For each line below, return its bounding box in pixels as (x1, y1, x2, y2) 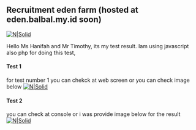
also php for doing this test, (6, 49, 76, 56)
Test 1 (6, 63, 21, 70)
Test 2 (6, 97, 23, 104)
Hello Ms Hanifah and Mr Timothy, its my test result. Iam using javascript (6, 42, 189, 49)
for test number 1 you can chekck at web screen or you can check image (6, 76, 190, 84)
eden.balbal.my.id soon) (6, 15, 102, 25)
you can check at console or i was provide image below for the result (6, 110, 181, 118)
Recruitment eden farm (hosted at (6, 5, 139, 15)
